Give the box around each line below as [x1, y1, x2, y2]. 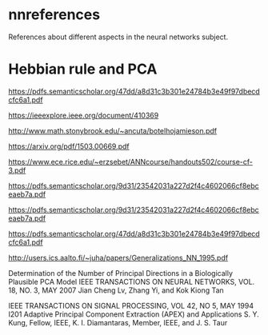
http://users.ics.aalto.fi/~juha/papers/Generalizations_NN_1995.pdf [8, 253, 229, 262]
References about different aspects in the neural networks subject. [8, 32, 229, 42]
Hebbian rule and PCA [8, 60, 158, 78]
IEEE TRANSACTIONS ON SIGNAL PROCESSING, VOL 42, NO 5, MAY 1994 [8, 301, 254, 310]
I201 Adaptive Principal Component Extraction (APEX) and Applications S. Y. [8, 309, 259, 319]
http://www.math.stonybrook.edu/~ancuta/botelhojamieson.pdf [8, 126, 218, 135]
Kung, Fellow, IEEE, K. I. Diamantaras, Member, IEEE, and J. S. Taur [8, 317, 228, 327]
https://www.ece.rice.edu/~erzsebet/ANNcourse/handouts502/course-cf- [8, 157, 254, 166]
